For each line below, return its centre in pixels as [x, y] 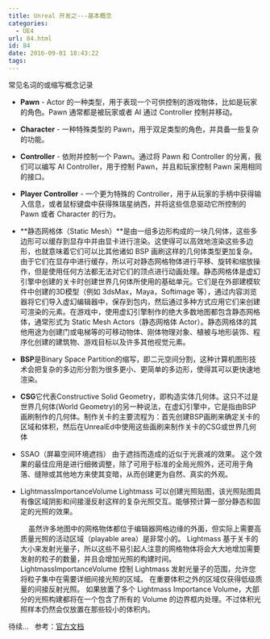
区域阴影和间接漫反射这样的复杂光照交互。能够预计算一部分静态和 [144, 501]
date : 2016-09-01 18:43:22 [54, 53]
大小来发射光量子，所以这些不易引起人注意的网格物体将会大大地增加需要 [140, 549]
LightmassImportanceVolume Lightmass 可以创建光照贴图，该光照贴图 [137, 491]
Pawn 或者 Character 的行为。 [70, 214]
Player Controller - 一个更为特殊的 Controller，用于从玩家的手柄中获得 [137, 194]
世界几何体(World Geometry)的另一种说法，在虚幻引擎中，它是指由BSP [138, 406]
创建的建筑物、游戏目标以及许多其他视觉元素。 [112, 342]
